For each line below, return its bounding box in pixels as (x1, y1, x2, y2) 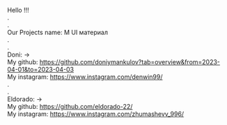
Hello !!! (7, 6, 29, 14)
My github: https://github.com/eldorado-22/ (7, 103, 133, 110)
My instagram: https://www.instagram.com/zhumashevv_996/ (7, 110, 185, 118)
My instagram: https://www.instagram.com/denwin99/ (7, 73, 163, 81)
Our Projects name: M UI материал (7, 28, 108, 36)
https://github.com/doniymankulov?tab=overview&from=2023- (39, 58, 221, 66)
